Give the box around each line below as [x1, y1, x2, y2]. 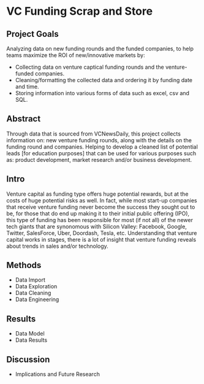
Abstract [6, 113, 41, 124]
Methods [6, 260, 42, 271]
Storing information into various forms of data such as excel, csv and [15, 90, 190, 96]
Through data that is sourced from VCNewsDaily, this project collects [6, 130, 181, 137]
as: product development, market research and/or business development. [6, 156, 192, 163]
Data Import [15, 276, 46, 283]
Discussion [6, 354, 50, 364]
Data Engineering [15, 296, 59, 303]
